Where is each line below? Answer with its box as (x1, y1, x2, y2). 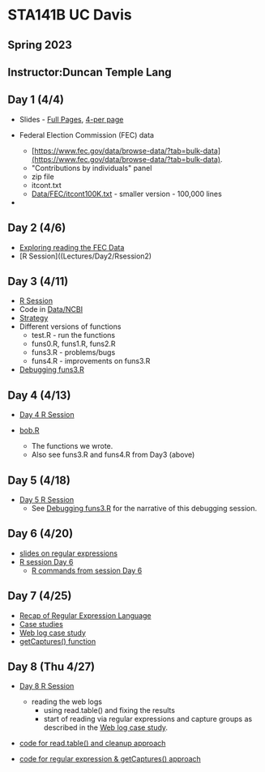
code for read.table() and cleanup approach (19, 739, 166, 749)
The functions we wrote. (31, 441, 113, 451)
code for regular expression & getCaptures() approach (19, 754, 202, 764)
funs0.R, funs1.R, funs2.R (31, 339, 116, 349)
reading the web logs (31, 697, 103, 706)
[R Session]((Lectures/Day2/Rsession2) (19, 251, 152, 261)
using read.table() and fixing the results (43, 706, 176, 715)
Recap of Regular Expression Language (19, 610, 152, 621)
